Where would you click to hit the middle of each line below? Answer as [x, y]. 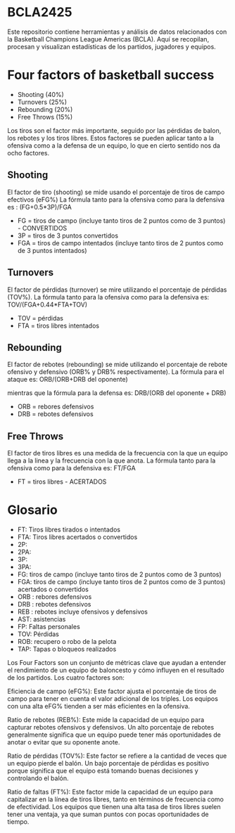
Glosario [32, 510]
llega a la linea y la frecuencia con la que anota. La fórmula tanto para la [112, 460]
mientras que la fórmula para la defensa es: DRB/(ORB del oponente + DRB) [117, 393]
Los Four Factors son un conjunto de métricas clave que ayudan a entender [117, 663]
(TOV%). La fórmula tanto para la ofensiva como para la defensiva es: [108, 297]
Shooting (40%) [41, 94]
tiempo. [18, 822]
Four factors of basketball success [111, 75]
